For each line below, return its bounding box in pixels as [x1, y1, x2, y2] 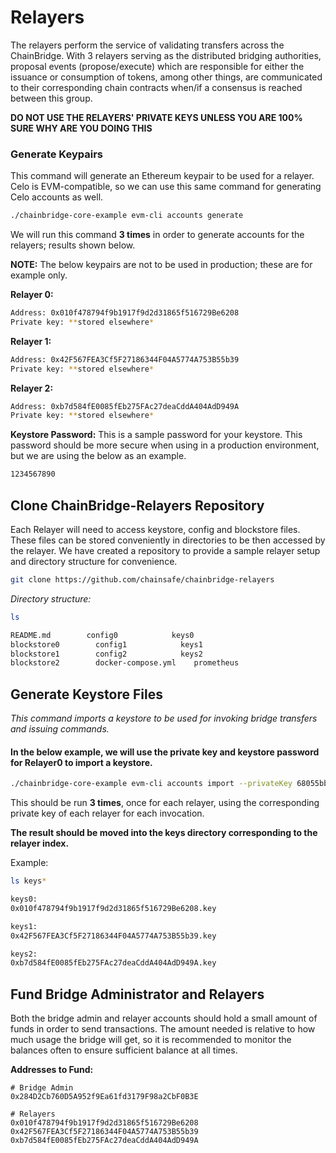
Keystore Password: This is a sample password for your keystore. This [10, 429, 303, 441]
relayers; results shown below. [10, 239, 136, 251]
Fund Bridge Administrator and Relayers [10, 986, 265, 1003]
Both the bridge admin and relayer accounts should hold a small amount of [10, 1012, 318, 1025]
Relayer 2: [10, 382, 54, 394]
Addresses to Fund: [10, 1064, 94, 1076]
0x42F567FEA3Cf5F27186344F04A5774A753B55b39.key [10, 931, 217, 941]
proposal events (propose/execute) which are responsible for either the [10, 60, 305, 72]
